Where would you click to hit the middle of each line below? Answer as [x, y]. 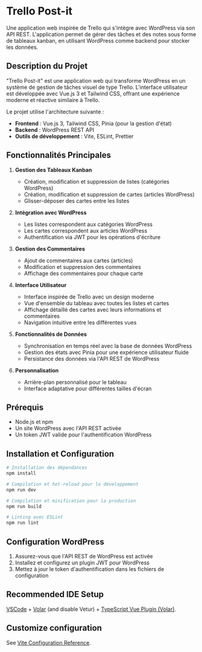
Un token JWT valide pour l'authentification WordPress [83, 435]
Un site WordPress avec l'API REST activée [68, 428]
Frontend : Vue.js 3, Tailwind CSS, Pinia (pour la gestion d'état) [93, 123]
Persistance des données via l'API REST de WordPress [92, 358]
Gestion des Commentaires [50, 248]
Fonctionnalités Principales [59, 155]
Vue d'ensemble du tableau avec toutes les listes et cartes [96, 303]
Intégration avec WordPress [51, 212]
